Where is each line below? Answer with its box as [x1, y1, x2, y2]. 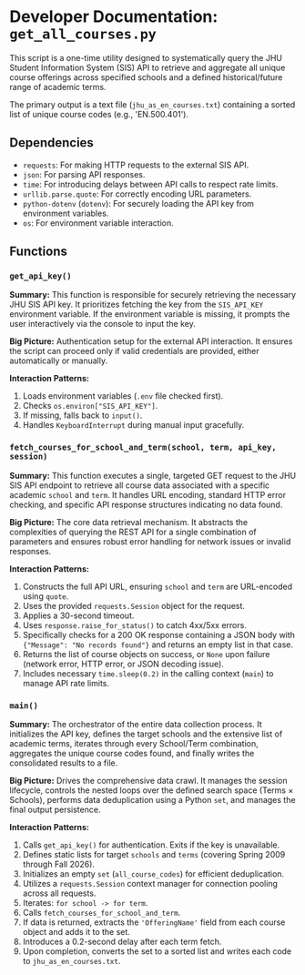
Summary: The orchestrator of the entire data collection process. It [9, 719, 262, 730]
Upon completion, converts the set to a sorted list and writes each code [22, 946, 292, 957]
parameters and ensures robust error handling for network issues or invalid [9, 535, 291, 547]
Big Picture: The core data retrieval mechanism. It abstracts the [9, 516, 249, 527]
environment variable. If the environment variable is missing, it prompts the [9, 309, 290, 320]
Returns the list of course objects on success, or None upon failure [22, 648, 270, 659]
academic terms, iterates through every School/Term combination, [9, 738, 259, 749]
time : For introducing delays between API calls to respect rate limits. [22, 178, 279, 189]
